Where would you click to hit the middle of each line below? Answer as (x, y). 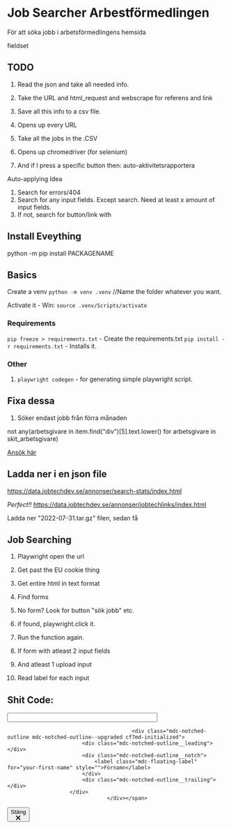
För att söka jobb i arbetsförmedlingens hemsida (77, 32)
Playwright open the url (51, 557)
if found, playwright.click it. (56, 624)
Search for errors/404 (49, 192)
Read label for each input (53, 678)
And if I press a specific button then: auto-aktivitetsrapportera (106, 165)
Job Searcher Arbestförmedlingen (109, 13)
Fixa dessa (31, 401)
